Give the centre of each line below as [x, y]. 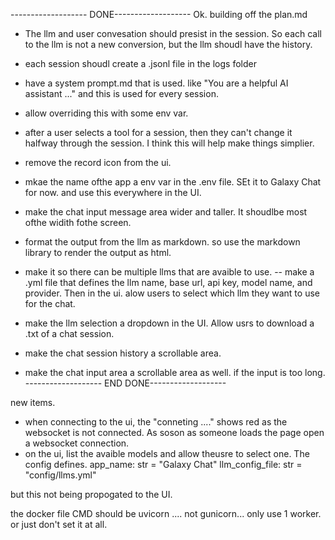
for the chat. [50, 303]
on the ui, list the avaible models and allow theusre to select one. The [167, 453]
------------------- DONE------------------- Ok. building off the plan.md [159, 14]
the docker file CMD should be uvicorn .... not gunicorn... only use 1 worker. [166, 513]
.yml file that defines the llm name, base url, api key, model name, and [168, 282]
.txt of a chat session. [69, 333]
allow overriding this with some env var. [106, 113]
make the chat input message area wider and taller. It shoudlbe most [166, 212]
